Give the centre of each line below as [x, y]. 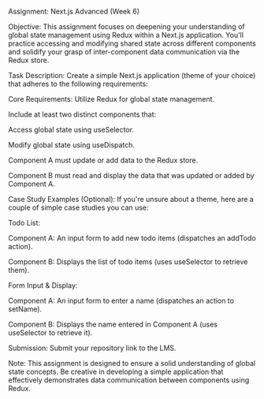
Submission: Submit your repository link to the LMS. [92, 348]
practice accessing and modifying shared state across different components [132, 43]
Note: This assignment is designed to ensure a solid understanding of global [132, 363]
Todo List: [24, 223]
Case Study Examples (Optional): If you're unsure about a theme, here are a [131, 199]
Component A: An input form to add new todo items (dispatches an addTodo [132, 238]
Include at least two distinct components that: [82, 114]
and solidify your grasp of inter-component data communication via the [124, 52]
